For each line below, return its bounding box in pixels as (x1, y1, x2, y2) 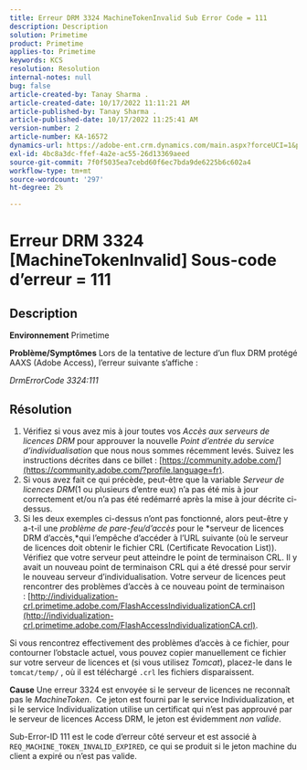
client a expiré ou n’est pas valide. (9, 750, 137, 761)
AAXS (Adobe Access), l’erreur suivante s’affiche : (9, 357, 198, 368)
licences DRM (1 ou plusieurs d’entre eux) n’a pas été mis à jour (22, 483, 259, 494)
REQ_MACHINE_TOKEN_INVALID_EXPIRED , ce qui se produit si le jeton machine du (9, 741, 297, 752)
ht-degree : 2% (9, 184, 64, 193)
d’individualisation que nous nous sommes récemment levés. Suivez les (22, 445, 294, 456)
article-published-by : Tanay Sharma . (9, 107, 157, 116)
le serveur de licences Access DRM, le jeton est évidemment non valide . (9, 713, 281, 724)
